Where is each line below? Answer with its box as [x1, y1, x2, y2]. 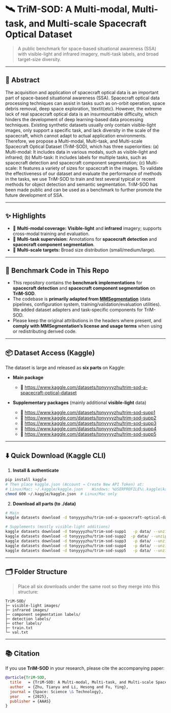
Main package [12, 375, 44, 381]
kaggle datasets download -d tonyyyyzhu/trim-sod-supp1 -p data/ [5, 529, 152, 534]
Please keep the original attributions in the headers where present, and [12, 318, 162, 324]
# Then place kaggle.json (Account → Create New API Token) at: [5, 481, 145, 487]
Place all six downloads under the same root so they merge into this [17, 583, 160, 590]
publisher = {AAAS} [10, 699, 51, 704]
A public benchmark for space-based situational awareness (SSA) [17, 45, 157, 51]
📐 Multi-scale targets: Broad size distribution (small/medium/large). [12, 247, 156, 253]
